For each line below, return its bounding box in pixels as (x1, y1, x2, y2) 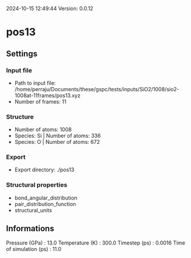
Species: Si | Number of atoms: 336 (14, 132, 101, 139)
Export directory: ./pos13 (14, 166, 74, 173)
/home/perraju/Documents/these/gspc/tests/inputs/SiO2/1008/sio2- (14, 85, 180, 92)
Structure (6, 112, 34, 121)
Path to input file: (14, 79, 56, 87)
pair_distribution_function (14, 200, 76, 207)
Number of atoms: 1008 (14, 126, 72, 133)
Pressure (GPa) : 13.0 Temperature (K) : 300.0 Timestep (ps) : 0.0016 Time (6, 239, 186, 246)
